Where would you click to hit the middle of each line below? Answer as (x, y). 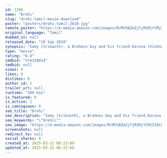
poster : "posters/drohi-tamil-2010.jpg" (48, 24)
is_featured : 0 (21, 97)
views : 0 (14, 70)
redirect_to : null (24, 134)
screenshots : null (24, 129)
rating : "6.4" (20, 56)
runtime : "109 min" (25, 93)
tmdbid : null (19, 65)
